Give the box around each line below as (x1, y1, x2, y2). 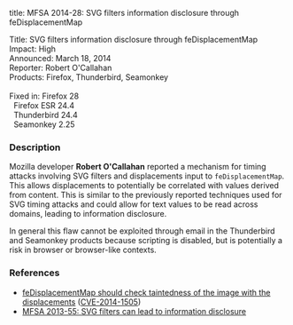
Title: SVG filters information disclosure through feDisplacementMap (9, 35, 258, 44)
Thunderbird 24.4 (12, 110, 78, 120)
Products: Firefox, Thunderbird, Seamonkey (9, 72, 169, 83)
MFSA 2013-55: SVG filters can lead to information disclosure (21, 305, 247, 316)
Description (9, 141, 61, 154)
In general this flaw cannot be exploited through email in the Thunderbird (9, 226, 276, 236)
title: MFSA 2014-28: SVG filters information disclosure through (9, 8, 240, 18)
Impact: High (9, 44, 56, 54)
